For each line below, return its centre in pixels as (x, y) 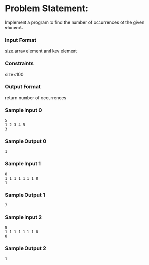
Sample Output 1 (25, 195)
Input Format (21, 40)
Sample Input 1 (23, 164)
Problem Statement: (47, 9)
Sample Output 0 (26, 141)
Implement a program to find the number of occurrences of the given (75, 22)
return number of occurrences (36, 97)
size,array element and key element (41, 51)
